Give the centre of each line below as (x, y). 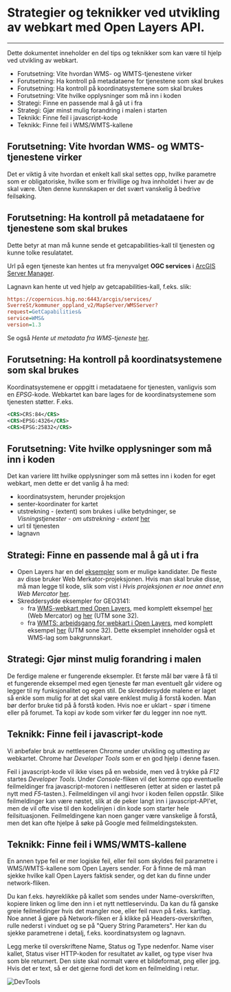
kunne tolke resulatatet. (41, 252)
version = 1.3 (24, 325)
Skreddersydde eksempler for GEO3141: (74, 601)
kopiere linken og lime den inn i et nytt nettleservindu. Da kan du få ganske (113, 904)
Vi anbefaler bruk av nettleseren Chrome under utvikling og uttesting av (109, 751)
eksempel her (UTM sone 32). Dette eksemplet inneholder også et (121, 630)
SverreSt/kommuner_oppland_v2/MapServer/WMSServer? (82, 306)
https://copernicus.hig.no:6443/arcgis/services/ (80, 299)
